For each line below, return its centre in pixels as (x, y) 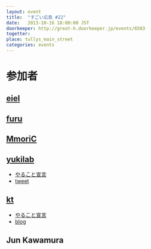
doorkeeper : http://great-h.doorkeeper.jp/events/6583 (76, 28)
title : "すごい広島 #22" (36, 17)
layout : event (24, 12)
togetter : (19, 34)
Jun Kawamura (35, 240)
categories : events (30, 45)
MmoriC (21, 139)
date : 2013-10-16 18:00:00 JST (48, 23)
